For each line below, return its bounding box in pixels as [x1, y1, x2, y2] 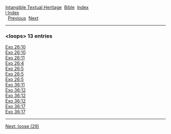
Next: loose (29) [5, 123, 39, 129]
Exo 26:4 [5, 60, 24, 66]
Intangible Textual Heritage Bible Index [5, 5, 89, 10]
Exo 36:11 [5, 82, 25, 88]
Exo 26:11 [5, 55, 25, 61]
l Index [5, 10, 19, 16]
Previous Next [7, 15, 39, 21]
